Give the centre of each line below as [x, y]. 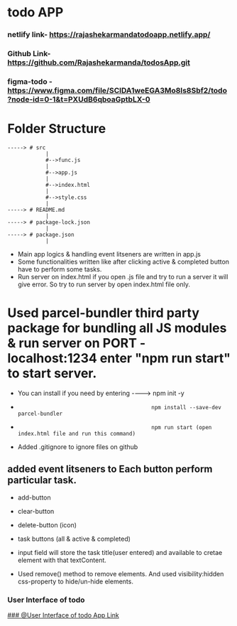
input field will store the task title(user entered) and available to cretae [120, 552]
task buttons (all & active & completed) [74, 539]
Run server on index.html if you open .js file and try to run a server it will [123, 276]
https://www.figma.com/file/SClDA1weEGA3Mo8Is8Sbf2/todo [117, 90]
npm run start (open [182, 427]
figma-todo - [30, 81]
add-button [34, 497]
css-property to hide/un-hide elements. [75, 581]
